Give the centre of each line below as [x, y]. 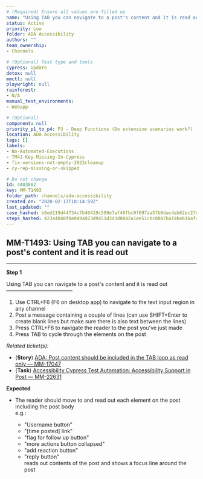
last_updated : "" [28, 207]
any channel [30, 309]
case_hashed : [23, 213]
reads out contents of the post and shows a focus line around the [105, 463]
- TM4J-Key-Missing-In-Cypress [46, 157]
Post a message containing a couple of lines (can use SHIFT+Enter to [101, 315]
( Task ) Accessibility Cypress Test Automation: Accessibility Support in [103, 370]
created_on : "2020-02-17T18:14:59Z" [52, 201]
